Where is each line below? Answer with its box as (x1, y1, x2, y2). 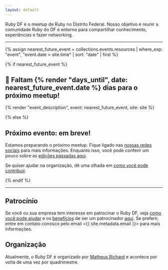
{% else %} (5, 114, 29, 120)
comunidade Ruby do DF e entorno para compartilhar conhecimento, (5, 26, 147, 33)
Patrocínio (5, 196, 38, 205)
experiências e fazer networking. (5, 32, 73, 38)
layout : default (5, 7, 39, 13)
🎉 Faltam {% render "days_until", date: (5, 76, 128, 84)
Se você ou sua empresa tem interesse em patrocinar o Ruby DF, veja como (5, 210, 161, 216)
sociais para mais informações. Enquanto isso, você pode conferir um (5, 147, 149, 153)
